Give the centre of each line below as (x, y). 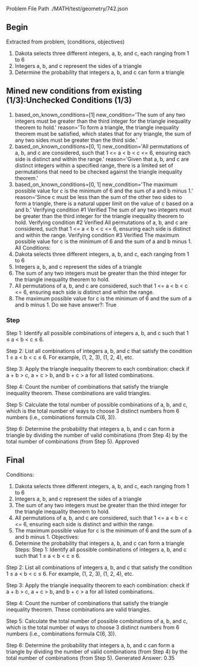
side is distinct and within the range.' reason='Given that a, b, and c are (102, 159)
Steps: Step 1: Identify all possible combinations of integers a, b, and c (101, 549)
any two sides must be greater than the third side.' (76, 140)
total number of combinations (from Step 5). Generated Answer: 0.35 (91, 657)
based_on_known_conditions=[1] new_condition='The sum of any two (100, 114)
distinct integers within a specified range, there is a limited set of (94, 165)
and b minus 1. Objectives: (47, 536)
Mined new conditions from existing (74, 91)
